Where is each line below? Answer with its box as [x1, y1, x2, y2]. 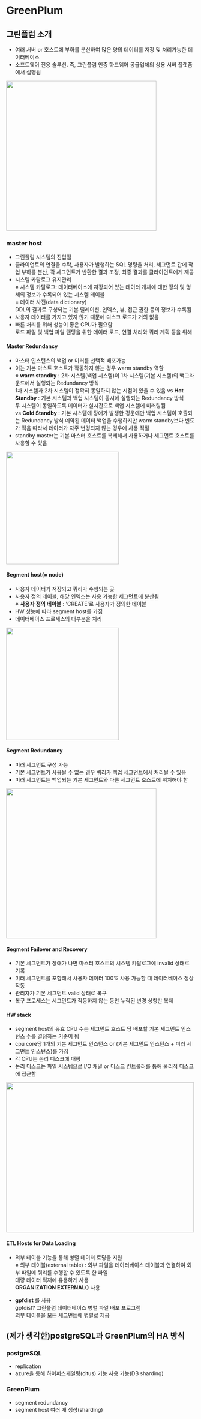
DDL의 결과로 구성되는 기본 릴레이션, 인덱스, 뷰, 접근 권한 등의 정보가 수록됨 [14, 306, 192, 313]
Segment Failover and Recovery [6, 946, 88, 953]
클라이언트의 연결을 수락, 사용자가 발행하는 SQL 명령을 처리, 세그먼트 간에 [14, 261, 187, 268]
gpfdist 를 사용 [14, 1297, 51, 1304]
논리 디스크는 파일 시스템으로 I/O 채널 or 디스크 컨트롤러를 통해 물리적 [14, 1063, 178, 1070]
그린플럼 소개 [6, 29, 52, 39]
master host [6, 239, 43, 247]
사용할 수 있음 [14, 439, 47, 446]
